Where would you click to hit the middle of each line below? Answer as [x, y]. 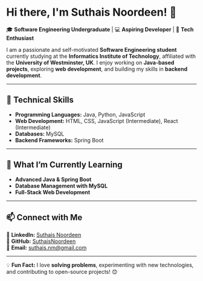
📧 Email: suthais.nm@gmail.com [47, 248]
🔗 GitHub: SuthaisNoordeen [41, 241]
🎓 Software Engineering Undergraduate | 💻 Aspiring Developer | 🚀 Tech [100, 29]
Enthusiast [20, 38]
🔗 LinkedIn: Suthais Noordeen [44, 235]
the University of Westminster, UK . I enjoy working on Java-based [90, 62]
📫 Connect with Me [44, 217]
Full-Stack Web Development [53, 192]
